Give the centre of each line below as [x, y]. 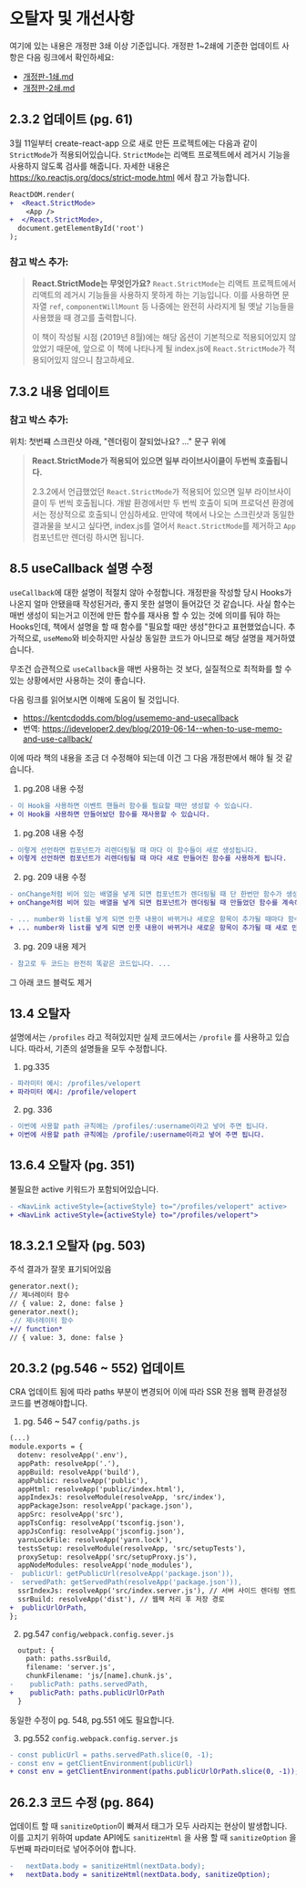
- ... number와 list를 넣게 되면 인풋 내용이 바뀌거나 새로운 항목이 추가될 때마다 [147, 919]
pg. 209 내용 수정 [54, 877]
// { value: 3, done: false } [67, 1337]
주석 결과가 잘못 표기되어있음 [61, 1270]
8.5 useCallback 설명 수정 [81, 569]
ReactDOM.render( [42, 194]
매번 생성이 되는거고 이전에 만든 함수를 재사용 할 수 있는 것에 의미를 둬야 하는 [145, 615]
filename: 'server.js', [71, 1667]
